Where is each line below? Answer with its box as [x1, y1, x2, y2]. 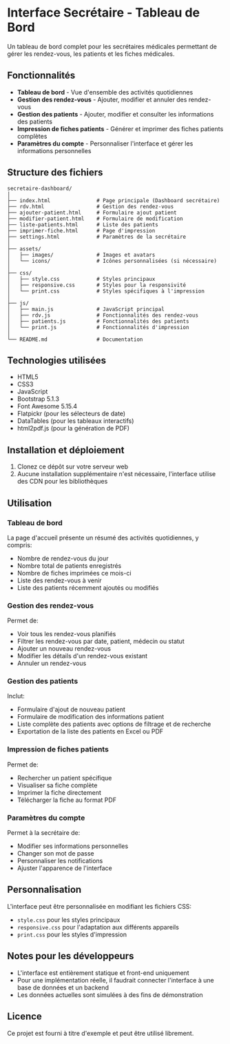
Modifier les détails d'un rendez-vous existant [17, 652, 148, 660]
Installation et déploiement [7, 444, 125, 456]
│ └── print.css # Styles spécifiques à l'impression [7, 288, 205, 295]
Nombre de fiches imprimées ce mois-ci [17, 569, 132, 577]
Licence [7, 1011, 43, 1023]
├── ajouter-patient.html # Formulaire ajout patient [7, 209, 177, 216]
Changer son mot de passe [17, 849, 94, 858]
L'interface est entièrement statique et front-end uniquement [17, 968, 189, 977]
